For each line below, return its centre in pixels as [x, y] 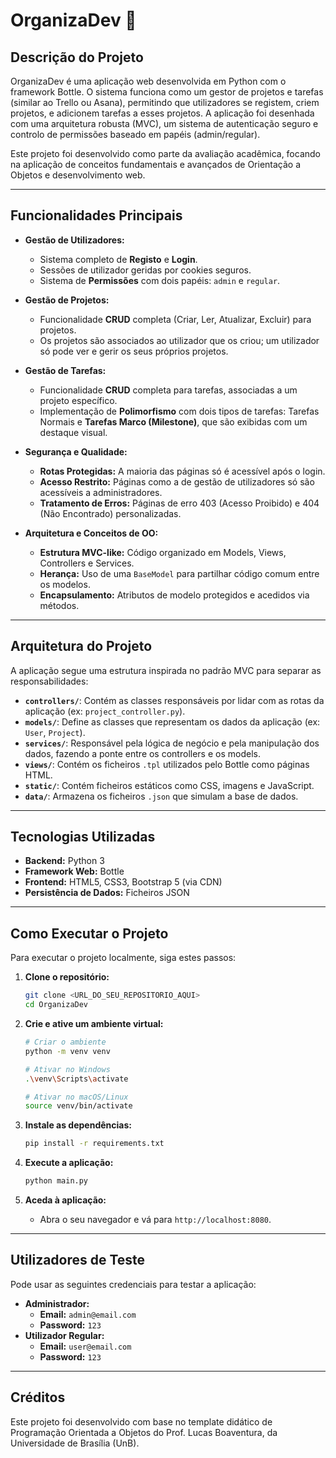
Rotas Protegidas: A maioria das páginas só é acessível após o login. [182, 471]
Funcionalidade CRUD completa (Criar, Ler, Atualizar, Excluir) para [175, 319]
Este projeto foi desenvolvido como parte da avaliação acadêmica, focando [166, 153]
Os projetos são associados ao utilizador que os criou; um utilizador [179, 340]
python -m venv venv [67, 1051]
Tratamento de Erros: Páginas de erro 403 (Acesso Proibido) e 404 [179, 503]
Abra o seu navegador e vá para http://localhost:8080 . [155, 1219]
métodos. [59, 605]
